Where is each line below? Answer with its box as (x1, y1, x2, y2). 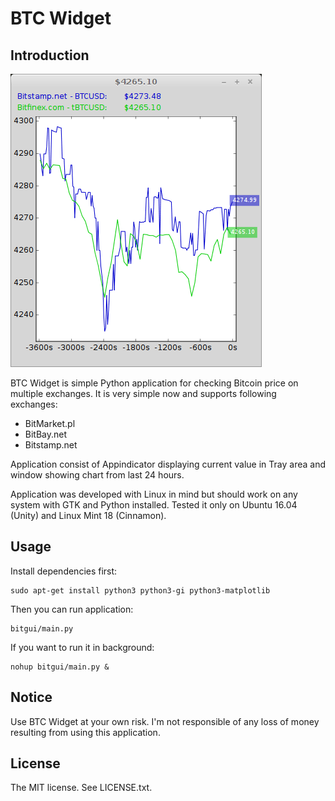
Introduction (10, 47, 90, 64)
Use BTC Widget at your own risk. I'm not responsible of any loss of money (10, 715, 320, 727)
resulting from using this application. (10, 726, 161, 738)
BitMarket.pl (24, 418, 76, 429)
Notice (10, 689, 53, 706)
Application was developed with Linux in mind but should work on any (10, 488, 298, 500)
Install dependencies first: (10, 565, 118, 577)
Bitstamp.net (24, 439, 78, 451)
